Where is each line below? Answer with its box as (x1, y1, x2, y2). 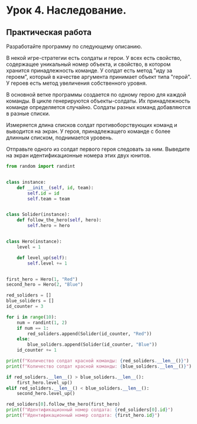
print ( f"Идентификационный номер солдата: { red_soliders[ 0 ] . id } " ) (6, 407, 173, 413)
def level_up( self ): (17, 254, 67, 261)
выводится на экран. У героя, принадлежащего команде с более (6, 128, 171, 135)
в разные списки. (6, 110, 50, 117)
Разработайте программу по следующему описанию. (6, 43, 143, 50)
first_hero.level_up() (17, 380, 73, 385)
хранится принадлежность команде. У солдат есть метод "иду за (6, 67, 173, 74)
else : (17, 336, 31, 342)
